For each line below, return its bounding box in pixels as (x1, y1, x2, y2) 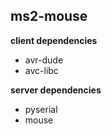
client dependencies (10, 34, 98, 46)
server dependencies (10, 84, 102, 96)
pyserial (24, 103, 58, 115)
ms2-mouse (10, 8, 88, 25)
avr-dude (24, 54, 64, 66)
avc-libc (24, 64, 59, 76)
